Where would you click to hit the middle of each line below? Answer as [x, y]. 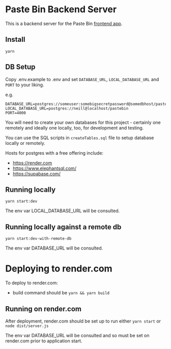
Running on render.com [43, 309]
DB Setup [20, 67]
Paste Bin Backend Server [61, 9]
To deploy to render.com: [32, 283]
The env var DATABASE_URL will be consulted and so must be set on [77, 335]
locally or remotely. [25, 143]
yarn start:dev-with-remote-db [38, 239]
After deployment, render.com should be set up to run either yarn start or [83, 321]
